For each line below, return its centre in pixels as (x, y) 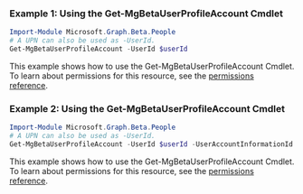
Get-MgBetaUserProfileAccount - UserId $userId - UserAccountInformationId (151, 144)
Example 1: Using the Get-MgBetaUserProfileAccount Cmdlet (146, 14)
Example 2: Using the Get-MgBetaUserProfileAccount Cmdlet (147, 108)
